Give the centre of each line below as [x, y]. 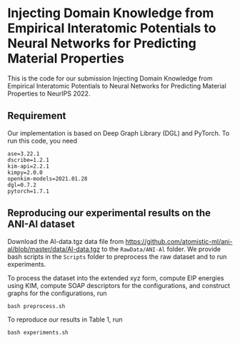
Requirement [37, 116]
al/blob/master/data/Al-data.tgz [54, 249]
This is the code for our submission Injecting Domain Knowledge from [110, 78]
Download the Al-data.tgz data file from [66, 241]
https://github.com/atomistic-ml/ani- [179, 241]
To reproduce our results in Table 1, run [65, 319]
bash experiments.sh [38, 332]
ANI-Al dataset [41, 224]
